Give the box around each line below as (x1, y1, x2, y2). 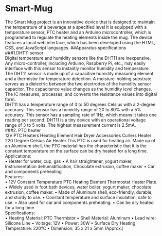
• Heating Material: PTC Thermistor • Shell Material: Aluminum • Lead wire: (5, 215, 156, 221)
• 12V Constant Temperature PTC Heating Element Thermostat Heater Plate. (5, 179, 158, 185)
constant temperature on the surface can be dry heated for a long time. (5, 148, 148, 153)
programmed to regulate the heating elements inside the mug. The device (5, 34, 153, 40)
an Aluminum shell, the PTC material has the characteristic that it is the (5, 143, 147, 149)
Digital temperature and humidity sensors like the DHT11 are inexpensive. (5, 55, 151, 61)
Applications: (5, 153, 32, 159)
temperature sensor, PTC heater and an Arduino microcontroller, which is (5, 29, 152, 35)
